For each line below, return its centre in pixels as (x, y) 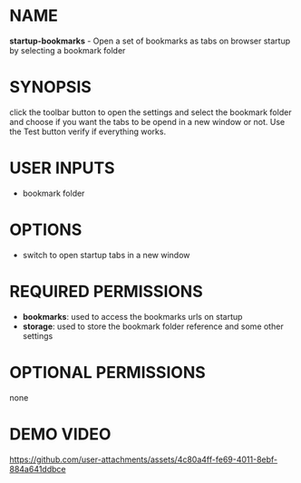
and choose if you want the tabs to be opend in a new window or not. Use (147, 121)
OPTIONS (46, 230)
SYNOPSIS (51, 87)
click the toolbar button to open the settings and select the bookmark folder (150, 112)
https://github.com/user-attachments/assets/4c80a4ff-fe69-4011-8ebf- (144, 459)
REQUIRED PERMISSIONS (107, 291)
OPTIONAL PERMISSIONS (107, 372)
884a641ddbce (38, 469)
